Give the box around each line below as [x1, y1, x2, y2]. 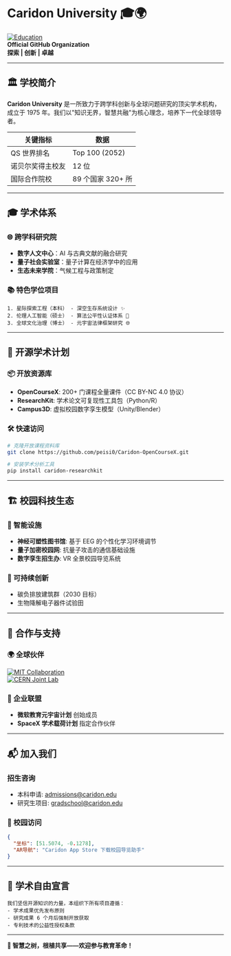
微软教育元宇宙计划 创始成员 [16, 711, 98, 719]
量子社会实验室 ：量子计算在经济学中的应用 [16, 258, 138, 266]
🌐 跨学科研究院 [7, 232, 57, 242]
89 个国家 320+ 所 [72, 174, 133, 183]
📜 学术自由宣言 [7, 880, 70, 892]
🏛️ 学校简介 [7, 77, 56, 89]
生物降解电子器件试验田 [16, 599, 84, 607]
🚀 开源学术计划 [7, 346, 70, 358]
